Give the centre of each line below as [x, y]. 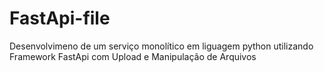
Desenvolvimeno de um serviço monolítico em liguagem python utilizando [161, 46]
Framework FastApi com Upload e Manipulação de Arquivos [133, 56]
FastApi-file [60, 18]
